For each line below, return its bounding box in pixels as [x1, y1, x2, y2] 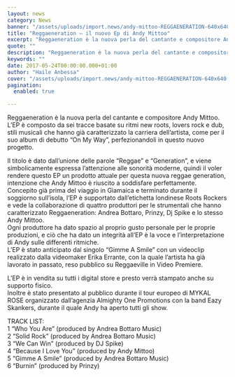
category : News [7, 17, 52, 24]
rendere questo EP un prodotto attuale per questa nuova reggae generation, [7, 172, 226, 180]
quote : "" [7, 43, 36, 50]
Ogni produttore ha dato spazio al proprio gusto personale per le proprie [7, 223, 215, 232]
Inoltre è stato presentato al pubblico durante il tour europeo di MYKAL [7, 289, 211, 297]
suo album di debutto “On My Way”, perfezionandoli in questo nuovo [7, 135, 205, 144]
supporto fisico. [7, 281, 53, 290]
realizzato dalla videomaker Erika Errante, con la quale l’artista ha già [7, 253, 206, 262]
